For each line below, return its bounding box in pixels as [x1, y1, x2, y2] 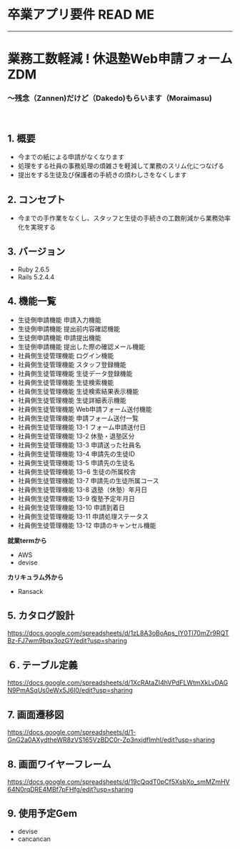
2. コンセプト [7, 194, 66, 206]
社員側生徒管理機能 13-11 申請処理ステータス [17, 512, 149, 520]
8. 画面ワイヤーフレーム [7, 758, 112, 770]
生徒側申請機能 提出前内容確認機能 [17, 324, 120, 333]
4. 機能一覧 [7, 295, 56, 307]
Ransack [17, 587, 44, 595]
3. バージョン [7, 246, 66, 258]
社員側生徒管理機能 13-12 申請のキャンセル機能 [17, 521, 156, 530]
